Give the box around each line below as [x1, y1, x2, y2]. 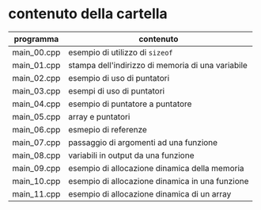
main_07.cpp [12, 136, 61, 147]
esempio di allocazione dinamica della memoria [68, 162, 244, 174]
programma [13, 33, 59, 44]
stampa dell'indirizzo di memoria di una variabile [68, 59, 248, 71]
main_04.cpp [12, 98, 61, 109]
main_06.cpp [12, 124, 61, 135]
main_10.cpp [12, 175, 61, 186]
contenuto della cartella [8, 5, 168, 23]
